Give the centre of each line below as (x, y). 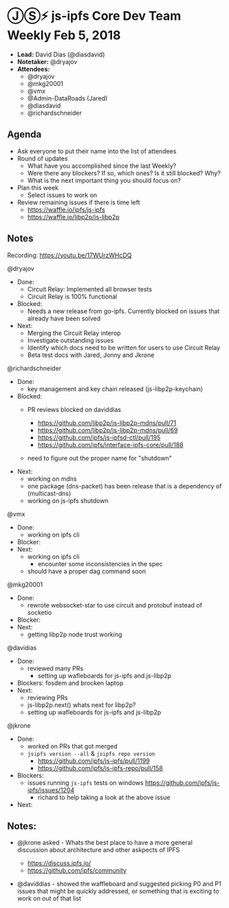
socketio (40, 612)
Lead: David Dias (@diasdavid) (61, 54)
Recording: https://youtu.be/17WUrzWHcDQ (69, 255)
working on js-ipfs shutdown (68, 500)
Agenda (24, 134)
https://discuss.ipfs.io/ (59, 863)
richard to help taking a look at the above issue (104, 797)
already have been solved (64, 318)
